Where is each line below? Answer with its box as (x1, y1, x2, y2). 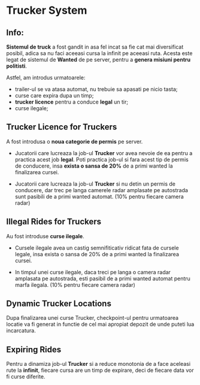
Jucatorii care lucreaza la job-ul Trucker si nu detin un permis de (14, 180, 175, 187)
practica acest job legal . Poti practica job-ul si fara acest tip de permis (14, 156, 189, 163)
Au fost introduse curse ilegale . (6, 232, 85, 240)
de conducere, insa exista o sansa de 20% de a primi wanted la (14, 162, 173, 169)
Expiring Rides (6, 344, 62, 354)
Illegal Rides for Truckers (6, 217, 102, 227)
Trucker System (6, 4, 87, 17)
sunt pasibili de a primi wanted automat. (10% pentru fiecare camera (14, 193, 184, 200)
